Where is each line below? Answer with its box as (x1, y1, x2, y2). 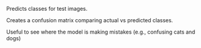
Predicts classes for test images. (6, 5, 88, 12)
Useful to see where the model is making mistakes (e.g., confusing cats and (6, 28, 196, 35)
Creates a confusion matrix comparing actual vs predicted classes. (6, 17, 174, 23)
